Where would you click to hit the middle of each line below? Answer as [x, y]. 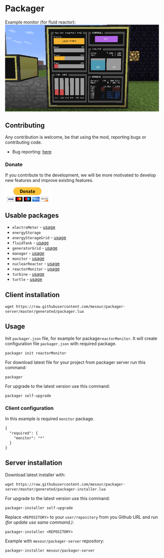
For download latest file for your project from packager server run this [75, 362]
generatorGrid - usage [35, 248]
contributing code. [24, 142]
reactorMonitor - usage [36, 269]
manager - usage [28, 254]
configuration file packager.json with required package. [61, 343]
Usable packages [32, 216]
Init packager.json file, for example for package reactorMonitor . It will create [81, 338]
